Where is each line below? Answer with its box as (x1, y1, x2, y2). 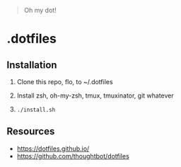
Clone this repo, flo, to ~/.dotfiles (16, 78, 114, 86)
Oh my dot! (23, 6, 57, 14)
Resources (6, 125, 55, 137)
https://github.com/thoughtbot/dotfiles (16, 151, 130, 160)
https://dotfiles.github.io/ (16, 144, 90, 153)
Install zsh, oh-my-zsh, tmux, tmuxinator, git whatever (16, 91, 174, 100)
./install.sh (16, 106, 56, 113)
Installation (6, 59, 57, 71)
